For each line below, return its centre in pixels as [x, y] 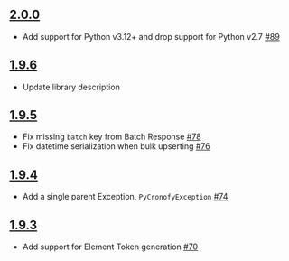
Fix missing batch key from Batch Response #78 [112, 137]
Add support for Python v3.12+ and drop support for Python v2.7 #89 [151, 36]
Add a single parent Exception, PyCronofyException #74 [125, 197]
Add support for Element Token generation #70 [110, 247]
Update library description [71, 87]
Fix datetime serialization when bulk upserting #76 [116, 146]
